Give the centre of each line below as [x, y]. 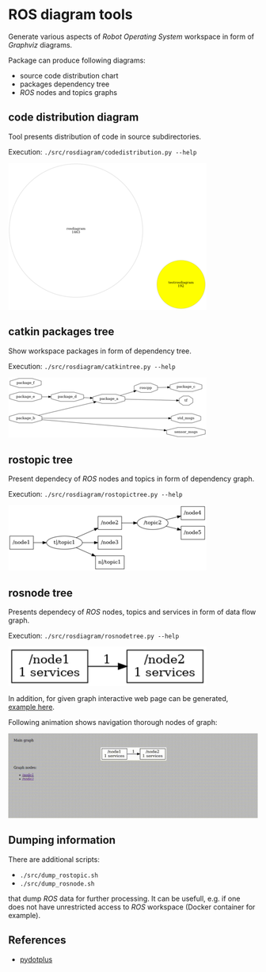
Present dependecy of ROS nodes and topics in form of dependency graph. [131, 479]
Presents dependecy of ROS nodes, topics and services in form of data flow [132, 612]
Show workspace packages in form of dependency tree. [100, 351]
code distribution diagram [74, 118]
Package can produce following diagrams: [77, 60]
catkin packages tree [61, 332]
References [37, 940]
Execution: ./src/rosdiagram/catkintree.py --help [92, 366]
